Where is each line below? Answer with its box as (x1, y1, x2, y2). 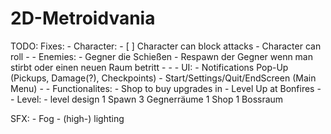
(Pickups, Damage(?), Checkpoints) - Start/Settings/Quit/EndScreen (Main (10, 72, 317, 84)
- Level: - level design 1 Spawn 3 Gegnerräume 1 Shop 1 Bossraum (10, 93, 284, 105)
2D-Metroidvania (10, 7, 156, 30)
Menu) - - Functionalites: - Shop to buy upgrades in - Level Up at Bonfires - (10, 82, 322, 94)
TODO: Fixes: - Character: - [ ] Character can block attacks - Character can (10, 40, 322, 52)
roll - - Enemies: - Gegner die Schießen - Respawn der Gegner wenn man (10, 50, 314, 62)
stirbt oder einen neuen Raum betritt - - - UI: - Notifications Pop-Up (10, 61, 289, 73)
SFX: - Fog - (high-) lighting (10, 112, 125, 124)
